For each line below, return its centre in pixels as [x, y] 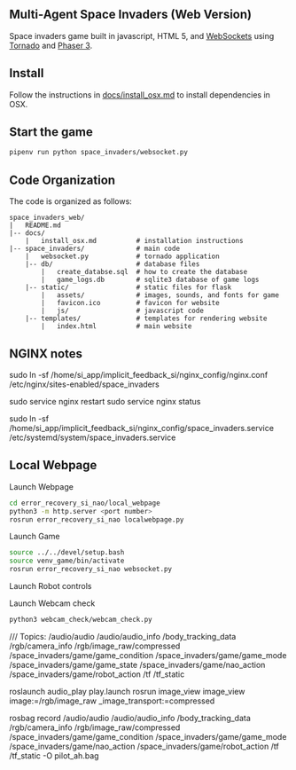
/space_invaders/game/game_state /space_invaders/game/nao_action [137, 664]
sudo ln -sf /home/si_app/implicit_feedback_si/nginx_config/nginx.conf [139, 374]
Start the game [51, 132]
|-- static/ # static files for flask [129, 287]
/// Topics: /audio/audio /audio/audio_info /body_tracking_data [123, 636]
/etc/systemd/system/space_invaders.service [93, 437]
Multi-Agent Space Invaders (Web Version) [131, 15]
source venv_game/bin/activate [67, 561]
